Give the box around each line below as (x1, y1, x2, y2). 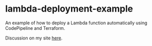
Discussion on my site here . (5, 35, 63, 41)
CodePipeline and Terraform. (5, 25, 65, 31)
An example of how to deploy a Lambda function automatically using (5, 20, 147, 26)
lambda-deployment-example (5, 3, 133, 15)
